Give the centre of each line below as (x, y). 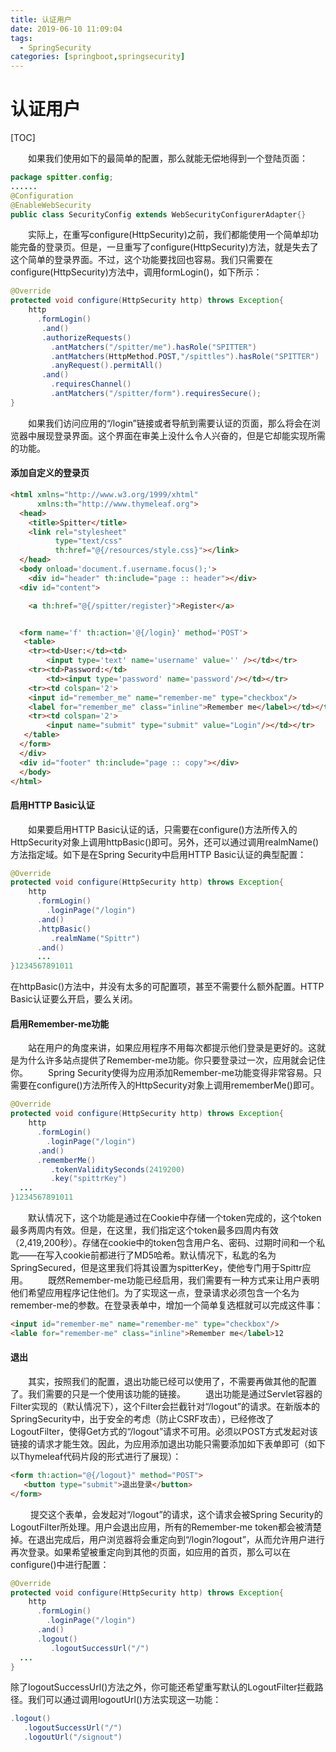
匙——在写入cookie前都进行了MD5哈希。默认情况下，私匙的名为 (143, 1255)
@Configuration (42, 196)
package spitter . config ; (62, 177)
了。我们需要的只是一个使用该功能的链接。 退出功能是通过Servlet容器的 (166, 1394)
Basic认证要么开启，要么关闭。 (74, 999)
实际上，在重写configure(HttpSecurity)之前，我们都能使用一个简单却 (169, 235)
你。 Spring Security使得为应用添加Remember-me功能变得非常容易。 (161, 1073)
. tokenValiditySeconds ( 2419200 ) (118, 1169)
